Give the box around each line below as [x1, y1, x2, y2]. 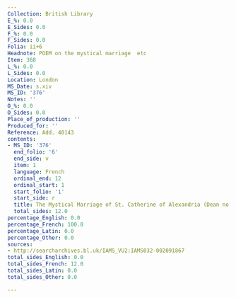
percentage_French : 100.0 [7, 221, 83, 228]
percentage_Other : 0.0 [7, 234, 74, 241]
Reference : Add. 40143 [7, 129, 74, 136]
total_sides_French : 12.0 [7, 260, 83, 268]
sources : [7, 241, 33, 248]
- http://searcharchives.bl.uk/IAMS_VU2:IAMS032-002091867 [7, 247, 185, 255]
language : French [13, 168, 65, 176]
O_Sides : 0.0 [7, 109, 46, 116]
